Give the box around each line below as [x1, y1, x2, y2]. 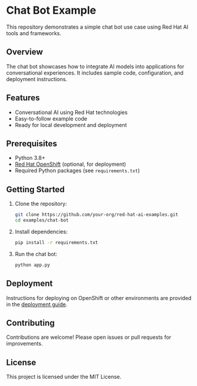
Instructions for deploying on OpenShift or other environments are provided [6, 294, 192, 301]
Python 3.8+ [14, 155, 46, 162]
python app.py [14, 262, 50, 268]
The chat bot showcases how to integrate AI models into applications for [6, 63, 184, 70]
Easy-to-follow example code [14, 115, 88, 122]
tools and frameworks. [6, 29, 61, 36]
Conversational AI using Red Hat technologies [14, 109, 128, 116]
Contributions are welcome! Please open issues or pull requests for [6, 333, 171, 341]
